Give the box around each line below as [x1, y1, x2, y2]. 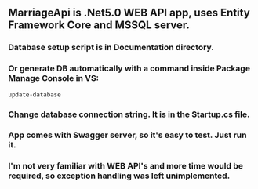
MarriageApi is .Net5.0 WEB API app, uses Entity [8, 6, 251, 20]
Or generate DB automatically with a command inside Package [8, 63, 251, 74]
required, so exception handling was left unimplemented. [8, 170, 231, 181]
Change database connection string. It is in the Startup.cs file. [8, 109, 250, 120]
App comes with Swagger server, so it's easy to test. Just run [8, 129, 247, 140]
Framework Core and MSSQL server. [8, 19, 191, 32]
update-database [8, 90, 61, 99]
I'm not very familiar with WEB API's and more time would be [8, 161, 244, 172]
